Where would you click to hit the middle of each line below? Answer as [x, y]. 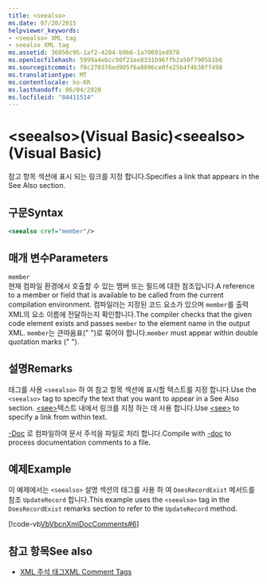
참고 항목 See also [51, 551]
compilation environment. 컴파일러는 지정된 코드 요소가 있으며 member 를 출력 [129, 304]
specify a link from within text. [58, 417]
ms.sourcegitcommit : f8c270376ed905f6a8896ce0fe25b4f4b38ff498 [116, 68]
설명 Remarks [41, 368]
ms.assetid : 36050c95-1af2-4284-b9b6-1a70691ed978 [94, 53]
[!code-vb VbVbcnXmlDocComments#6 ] [74, 524]
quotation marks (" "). [44, 341]
